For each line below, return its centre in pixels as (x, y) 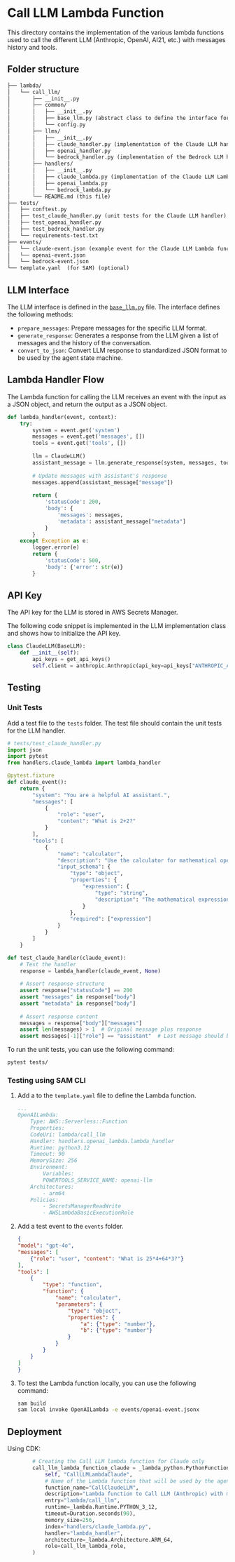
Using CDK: (24, 1449)
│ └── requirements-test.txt (53, 235)
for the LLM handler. (36, 730)
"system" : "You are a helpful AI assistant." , (101, 795)
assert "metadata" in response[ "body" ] (78, 1003)
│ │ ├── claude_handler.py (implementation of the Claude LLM (112, 144)
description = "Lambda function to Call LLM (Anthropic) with (134, 1494)
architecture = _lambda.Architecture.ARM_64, (109, 1540)
